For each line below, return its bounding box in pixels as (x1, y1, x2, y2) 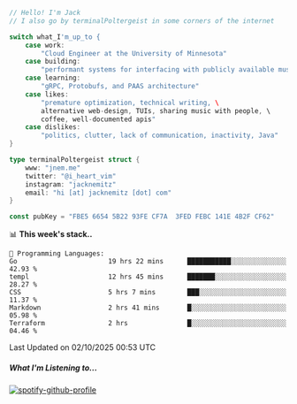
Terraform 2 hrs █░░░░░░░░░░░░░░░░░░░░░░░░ (9, 319, 287, 328)
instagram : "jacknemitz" (25, 179, 117, 189)
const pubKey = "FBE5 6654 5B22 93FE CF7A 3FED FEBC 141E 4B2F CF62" (9, 212, 275, 221)
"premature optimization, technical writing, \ (41, 98, 219, 107)
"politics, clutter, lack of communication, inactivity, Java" (41, 131, 278, 141)
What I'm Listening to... (9, 362, 98, 373)
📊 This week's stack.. (9, 229, 93, 240)
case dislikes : (25, 123, 81, 132)
